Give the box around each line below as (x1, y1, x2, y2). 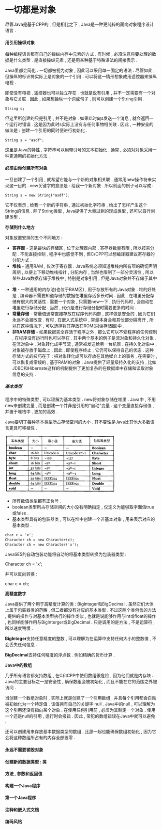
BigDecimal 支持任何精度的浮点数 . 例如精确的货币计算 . (5, 652, 115, 658)
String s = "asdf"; (5, 138, 44, 143)
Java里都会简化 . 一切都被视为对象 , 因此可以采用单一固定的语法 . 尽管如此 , (5, 67, 155, 73)
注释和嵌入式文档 (5, 807, 39, 813)
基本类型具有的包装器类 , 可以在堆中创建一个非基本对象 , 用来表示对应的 (12, 516, 155, 522)
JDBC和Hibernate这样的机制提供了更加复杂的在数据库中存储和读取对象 (12, 366, 154, 371)
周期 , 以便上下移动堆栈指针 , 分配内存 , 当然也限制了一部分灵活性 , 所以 (12, 270, 154, 275)
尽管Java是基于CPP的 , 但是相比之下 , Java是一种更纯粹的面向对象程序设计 (5, 21, 154, 27)
